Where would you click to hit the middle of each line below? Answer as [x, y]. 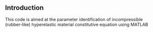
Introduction [25, 8]
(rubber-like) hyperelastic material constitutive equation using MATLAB [77, 24]
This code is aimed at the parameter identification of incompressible [74, 19]
